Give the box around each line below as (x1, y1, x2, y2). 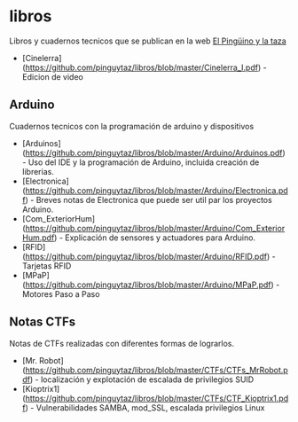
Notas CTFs (9, 315, 76, 330)
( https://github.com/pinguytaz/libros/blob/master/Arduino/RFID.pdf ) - (21, 251, 277, 262)
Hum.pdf (21, 232, 55, 243)
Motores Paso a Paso (21, 288, 100, 299)
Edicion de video (21, 71, 84, 82)
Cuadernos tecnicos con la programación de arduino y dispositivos (9, 121, 255, 131)
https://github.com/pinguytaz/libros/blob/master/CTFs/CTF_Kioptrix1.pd (25, 393, 289, 403)
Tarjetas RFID (21, 260, 72, 271)
